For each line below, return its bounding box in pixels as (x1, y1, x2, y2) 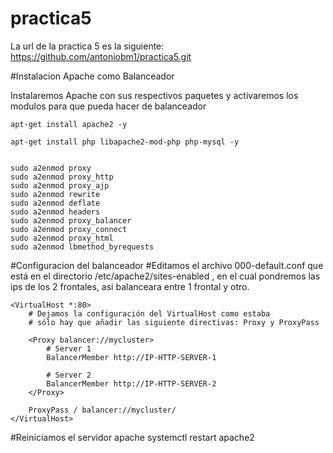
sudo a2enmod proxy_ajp (10, 180, 110, 191)
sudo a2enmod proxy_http (10, 172, 114, 182)
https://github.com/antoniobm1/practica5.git (10, 50, 192, 62)
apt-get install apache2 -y (10, 119, 128, 129)
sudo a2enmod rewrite (10, 189, 101, 199)
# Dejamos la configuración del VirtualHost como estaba (28, 308, 271, 319)
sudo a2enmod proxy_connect (10, 224, 128, 234)
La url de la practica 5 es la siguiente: (10, 40, 165, 52)
